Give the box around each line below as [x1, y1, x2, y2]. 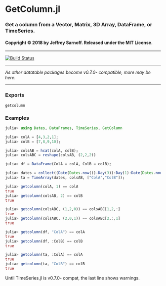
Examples [5, 114, 30, 121]
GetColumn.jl [5, 3, 61, 15]
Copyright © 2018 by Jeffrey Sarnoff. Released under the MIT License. [5, 40, 153, 46]
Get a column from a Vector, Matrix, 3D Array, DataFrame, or [5, 21, 152, 28]
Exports [5, 92, 25, 98]
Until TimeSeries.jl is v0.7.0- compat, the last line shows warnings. [5, 275, 140, 281]
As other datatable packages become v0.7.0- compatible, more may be [5, 69, 151, 75]
